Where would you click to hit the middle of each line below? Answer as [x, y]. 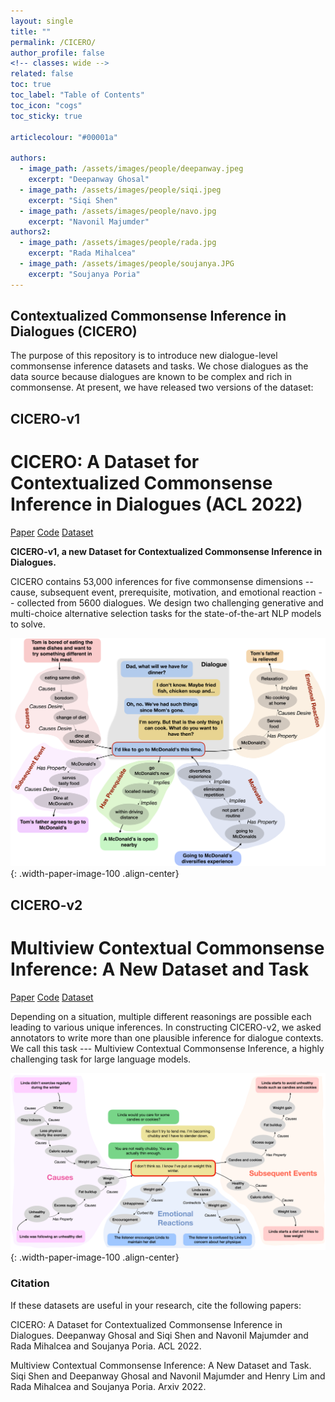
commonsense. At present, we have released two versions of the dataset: [162, 387]
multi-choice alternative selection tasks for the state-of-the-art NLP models [166, 613]
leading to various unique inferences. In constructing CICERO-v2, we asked [166, 1027]
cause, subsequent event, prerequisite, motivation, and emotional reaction [163, 592]
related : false [42, 74]
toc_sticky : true [46, 116]
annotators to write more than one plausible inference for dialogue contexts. [167, 1037]
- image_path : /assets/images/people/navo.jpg [118, 211]
